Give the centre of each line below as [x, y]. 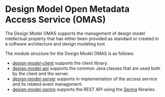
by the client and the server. [41, 73]
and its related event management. [47, 84]
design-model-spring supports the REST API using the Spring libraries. [84, 89]
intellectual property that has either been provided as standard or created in [82, 39]
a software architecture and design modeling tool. [56, 44]
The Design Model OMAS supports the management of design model [75, 33]
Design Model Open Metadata [67, 9]
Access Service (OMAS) [55, 20]
